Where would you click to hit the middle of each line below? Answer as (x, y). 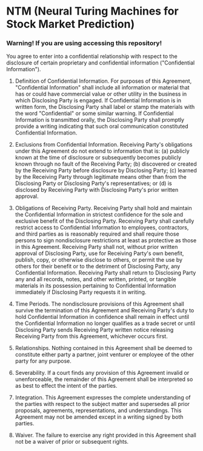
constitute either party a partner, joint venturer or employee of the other (105, 355)
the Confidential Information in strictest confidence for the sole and (99, 215)
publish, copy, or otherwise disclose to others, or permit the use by (99, 260)
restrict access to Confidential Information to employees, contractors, (102, 228)
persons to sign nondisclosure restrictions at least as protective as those (106, 240)
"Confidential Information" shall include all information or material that (102, 88)
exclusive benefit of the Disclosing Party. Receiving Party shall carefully (105, 221)
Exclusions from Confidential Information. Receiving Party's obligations (104, 145)
